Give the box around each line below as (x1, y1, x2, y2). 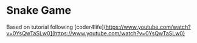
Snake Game (6, 4, 72, 17)
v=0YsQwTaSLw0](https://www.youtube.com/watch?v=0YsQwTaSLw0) (6, 29, 185, 36)
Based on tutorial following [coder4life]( (6, 23, 106, 30)
